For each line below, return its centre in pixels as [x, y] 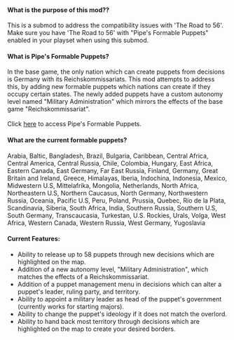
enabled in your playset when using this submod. [78, 40]
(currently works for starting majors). [71, 306]
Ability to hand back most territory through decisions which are [109, 321]
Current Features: [34, 239]
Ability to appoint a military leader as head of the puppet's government [119, 299]
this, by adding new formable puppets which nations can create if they [109, 87]
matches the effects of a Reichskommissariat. [83, 276]
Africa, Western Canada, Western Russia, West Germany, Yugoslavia [106, 223]
